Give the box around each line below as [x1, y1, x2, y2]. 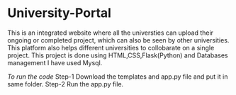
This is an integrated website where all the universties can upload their [7, 28, 214, 37]
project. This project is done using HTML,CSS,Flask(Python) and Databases [7, 51, 228, 60]
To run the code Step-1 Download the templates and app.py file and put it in [7, 72, 228, 81]
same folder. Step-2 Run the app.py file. [7, 79, 124, 88]
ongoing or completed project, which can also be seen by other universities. [7, 35, 230, 44]
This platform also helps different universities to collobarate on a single [7, 43, 215, 52]
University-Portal [7, 5, 112, 21]
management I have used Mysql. [7, 58, 103, 67]
